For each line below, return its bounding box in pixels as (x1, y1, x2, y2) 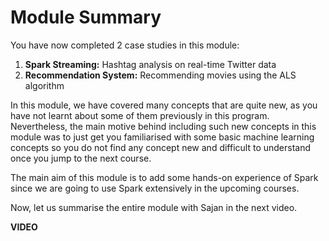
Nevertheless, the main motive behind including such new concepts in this (10, 120, 317, 132)
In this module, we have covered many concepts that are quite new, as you (10, 99, 318, 111)
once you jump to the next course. (10, 152, 152, 164)
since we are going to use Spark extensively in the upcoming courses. (10, 182, 300, 194)
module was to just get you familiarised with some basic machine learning (10, 131, 315, 143)
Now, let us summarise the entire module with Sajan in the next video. (10, 201, 298, 213)
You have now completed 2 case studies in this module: (10, 39, 240, 51)
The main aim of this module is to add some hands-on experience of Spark (10, 171, 319, 183)
